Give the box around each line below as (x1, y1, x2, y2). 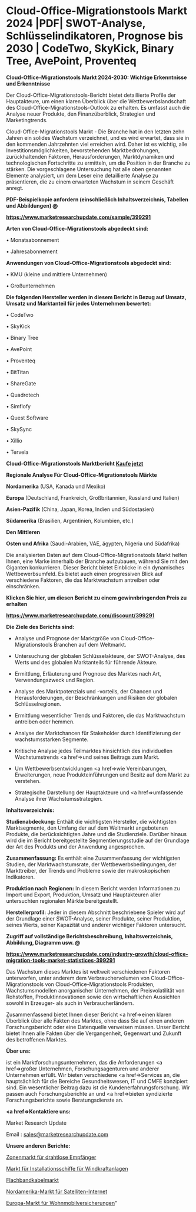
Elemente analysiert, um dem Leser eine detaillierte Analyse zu (6, 172, 159, 179)
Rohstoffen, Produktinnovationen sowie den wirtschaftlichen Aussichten (6, 993, 181, 1000)
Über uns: (6, 1047, 31, 1054)
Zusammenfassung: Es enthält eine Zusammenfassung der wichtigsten (6, 854, 181, 861)
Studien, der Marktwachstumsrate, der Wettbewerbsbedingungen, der (6, 860, 177, 868)
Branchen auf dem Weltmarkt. (54, 641, 127, 648)
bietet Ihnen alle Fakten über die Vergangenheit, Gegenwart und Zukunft (6, 1030, 182, 1037)
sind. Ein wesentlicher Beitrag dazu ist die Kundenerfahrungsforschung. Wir (6, 1084, 190, 1091)
